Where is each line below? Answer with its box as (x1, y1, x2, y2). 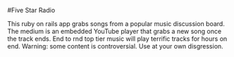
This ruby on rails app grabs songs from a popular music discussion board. (7, 20, 226, 27)
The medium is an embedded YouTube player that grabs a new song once (7, 27, 222, 35)
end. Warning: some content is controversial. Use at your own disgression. (7, 42, 223, 50)
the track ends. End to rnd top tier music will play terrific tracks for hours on (7, 34, 228, 43)
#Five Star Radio (7, 6, 56, 14)
